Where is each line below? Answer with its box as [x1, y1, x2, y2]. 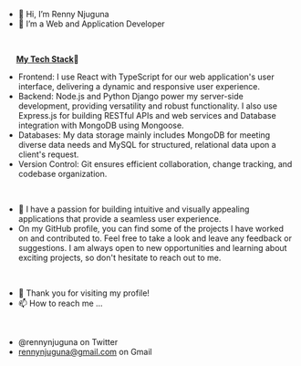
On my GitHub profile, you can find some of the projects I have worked [17, 224, 285, 234]
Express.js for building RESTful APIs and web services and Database [17, 110, 276, 120]
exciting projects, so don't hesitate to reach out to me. [17, 252, 222, 263]
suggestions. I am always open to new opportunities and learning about [17, 243, 287, 253]
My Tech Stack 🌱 [16, 54, 79, 64]
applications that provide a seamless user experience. [17, 214, 222, 224]
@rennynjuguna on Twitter [17, 337, 119, 347]
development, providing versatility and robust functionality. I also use [17, 100, 278, 111]
